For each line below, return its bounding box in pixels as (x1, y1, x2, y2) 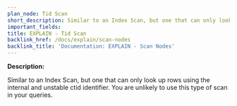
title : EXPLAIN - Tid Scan (7, 29, 87, 37)
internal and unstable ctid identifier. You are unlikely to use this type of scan (7, 84, 228, 91)
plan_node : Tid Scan (7, 10, 68, 18)
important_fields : (7, 23, 61, 30)
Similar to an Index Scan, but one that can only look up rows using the (7, 76, 210, 84)
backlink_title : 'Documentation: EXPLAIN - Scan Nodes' (7, 43, 175, 50)
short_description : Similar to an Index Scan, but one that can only (7, 17, 217, 24)
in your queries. (7, 91, 53, 99)
